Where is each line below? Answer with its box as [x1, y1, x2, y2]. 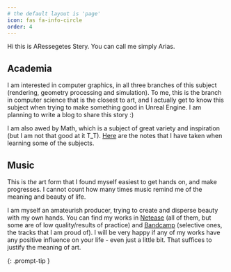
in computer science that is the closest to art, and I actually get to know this [7, 96, 224, 105]
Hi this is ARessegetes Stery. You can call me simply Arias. [7, 43, 175, 51]
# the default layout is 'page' [7, 10, 101, 17]
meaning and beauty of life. [7, 192, 86, 201]
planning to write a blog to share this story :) [7, 111, 134, 119]
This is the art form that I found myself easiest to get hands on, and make [7, 178, 217, 186]
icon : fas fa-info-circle [7, 17, 82, 24]
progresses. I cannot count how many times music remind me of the [7, 186, 203, 193]
